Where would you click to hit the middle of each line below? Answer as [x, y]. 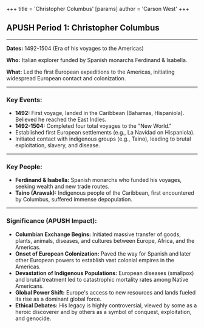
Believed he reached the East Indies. [61, 120]
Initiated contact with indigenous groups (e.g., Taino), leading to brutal [103, 139]
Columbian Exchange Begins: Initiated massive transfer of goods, [98, 234]
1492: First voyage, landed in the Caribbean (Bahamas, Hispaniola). [100, 113]
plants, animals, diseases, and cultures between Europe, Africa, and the [105, 240]
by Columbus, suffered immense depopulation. [73, 200]
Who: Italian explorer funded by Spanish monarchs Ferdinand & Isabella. [97, 60]
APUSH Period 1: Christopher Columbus [83, 28]
